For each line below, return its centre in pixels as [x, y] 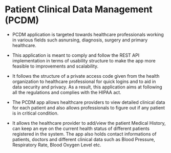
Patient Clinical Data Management [79, 9]
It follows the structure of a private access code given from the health [86, 76]
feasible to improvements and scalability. [55, 66]
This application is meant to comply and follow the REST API [76, 55]
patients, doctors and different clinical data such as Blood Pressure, [84, 139]
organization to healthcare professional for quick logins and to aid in [84, 81]
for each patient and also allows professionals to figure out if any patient [88, 107]
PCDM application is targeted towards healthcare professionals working [88, 34]
